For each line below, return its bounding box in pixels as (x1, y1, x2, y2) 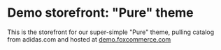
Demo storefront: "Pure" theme (7, 5, 194, 21)
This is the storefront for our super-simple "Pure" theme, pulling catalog (7, 28, 215, 36)
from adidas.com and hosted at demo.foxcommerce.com (7, 35, 171, 43)
